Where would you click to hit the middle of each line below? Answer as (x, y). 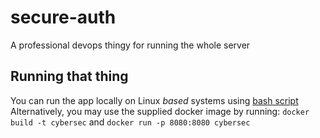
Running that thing (69, 76)
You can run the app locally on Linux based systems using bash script (154, 100)
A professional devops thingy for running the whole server (130, 45)
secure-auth (63, 17)
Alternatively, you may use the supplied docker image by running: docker (160, 111)
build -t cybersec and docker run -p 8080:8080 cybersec (130, 122)
